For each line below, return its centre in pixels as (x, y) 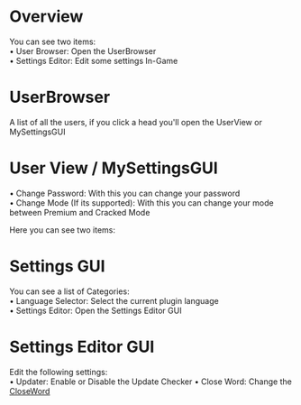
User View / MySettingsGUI (114, 168)
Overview (46, 17)
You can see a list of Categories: (69, 291)
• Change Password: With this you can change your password (125, 193)
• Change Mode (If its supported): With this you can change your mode (141, 202)
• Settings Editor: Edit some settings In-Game (94, 60)
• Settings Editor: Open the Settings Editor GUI (96, 310)
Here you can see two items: (62, 230)
